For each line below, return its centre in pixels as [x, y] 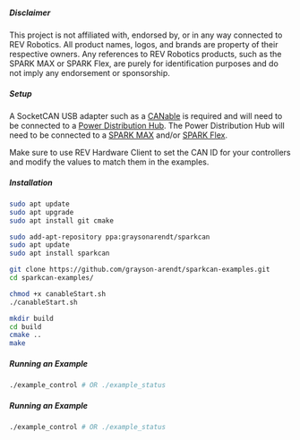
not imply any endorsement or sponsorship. [90, 72]
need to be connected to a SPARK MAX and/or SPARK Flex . [119, 135]
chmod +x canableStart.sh [57, 294]
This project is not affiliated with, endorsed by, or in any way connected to [146, 35]
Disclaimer [30, 13]
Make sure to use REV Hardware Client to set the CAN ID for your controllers [150, 152]
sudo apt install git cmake [62, 220]
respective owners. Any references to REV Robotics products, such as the [146, 54]
